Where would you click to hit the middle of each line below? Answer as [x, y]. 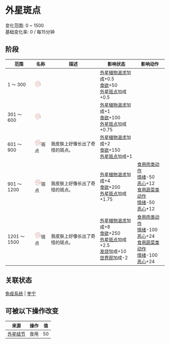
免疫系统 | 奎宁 [21, 293]
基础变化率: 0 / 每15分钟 [30, 32]
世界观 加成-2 [114, 258]
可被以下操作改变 [32, 311]
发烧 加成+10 [113, 251]
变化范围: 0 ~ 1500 [25, 25]
